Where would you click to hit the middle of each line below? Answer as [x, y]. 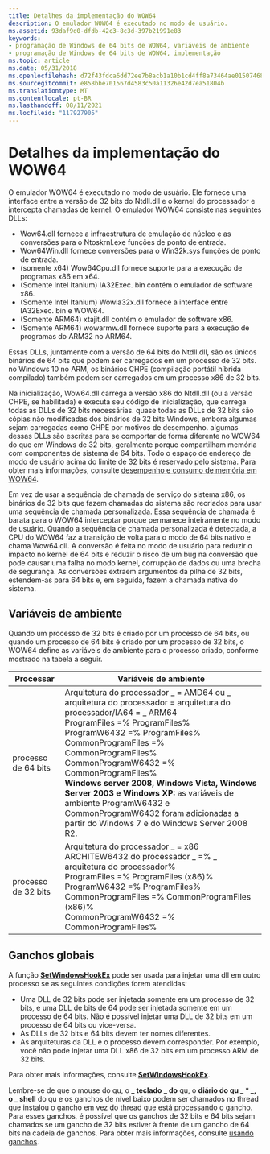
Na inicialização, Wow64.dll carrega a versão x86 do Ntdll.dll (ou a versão [131, 393]
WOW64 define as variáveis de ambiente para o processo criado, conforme [133, 650]
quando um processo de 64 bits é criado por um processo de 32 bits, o [127, 642]
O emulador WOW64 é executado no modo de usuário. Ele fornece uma [127, 192]
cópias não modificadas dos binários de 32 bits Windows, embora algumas [133, 419]
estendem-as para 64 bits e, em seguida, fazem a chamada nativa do [123, 580]
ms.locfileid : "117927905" [53, 114]
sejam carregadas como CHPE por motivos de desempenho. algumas [123, 427]
